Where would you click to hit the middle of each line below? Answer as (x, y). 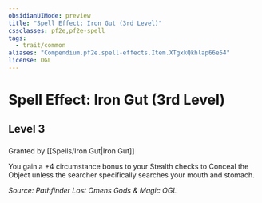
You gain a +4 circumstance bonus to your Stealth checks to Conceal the (129, 167)
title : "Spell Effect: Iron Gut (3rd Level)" (85, 23)
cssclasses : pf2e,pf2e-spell (57, 30)
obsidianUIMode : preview (50, 16)
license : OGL (30, 61)
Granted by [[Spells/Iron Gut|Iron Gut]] (71, 151)
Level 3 (27, 129)
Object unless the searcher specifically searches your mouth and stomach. (131, 175)
